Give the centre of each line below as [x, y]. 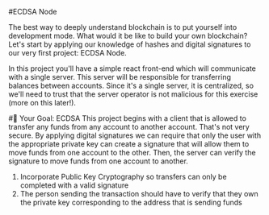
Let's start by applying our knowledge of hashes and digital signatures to [130, 44]
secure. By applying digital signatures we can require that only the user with [135, 135]
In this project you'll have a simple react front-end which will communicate [132, 68]
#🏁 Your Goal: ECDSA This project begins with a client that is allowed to [127, 118]
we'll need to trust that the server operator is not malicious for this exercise [133, 94]
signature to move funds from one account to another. [98, 161]
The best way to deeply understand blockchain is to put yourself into [123, 27]
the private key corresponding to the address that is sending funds [131, 202]
